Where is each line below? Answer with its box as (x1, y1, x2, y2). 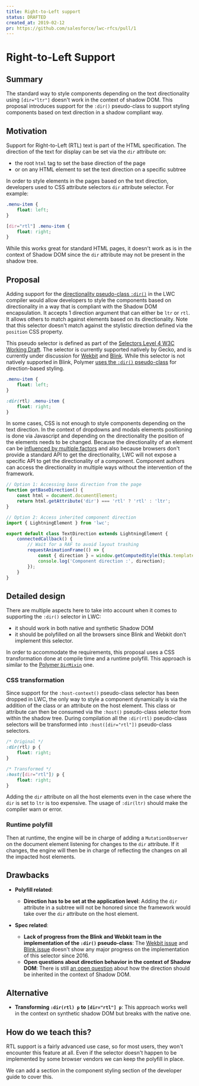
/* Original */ (6, 739, 44, 745)
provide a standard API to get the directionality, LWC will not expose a (6, 451, 176, 458)
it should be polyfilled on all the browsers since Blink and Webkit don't (14, 631, 187, 638)
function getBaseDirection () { (6, 487, 84, 493)
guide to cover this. (6, 1074, 53, 1081)
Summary (6, 74, 43, 84)
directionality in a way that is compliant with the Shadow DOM (6, 303, 158, 310)
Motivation (6, 126, 47, 136)
